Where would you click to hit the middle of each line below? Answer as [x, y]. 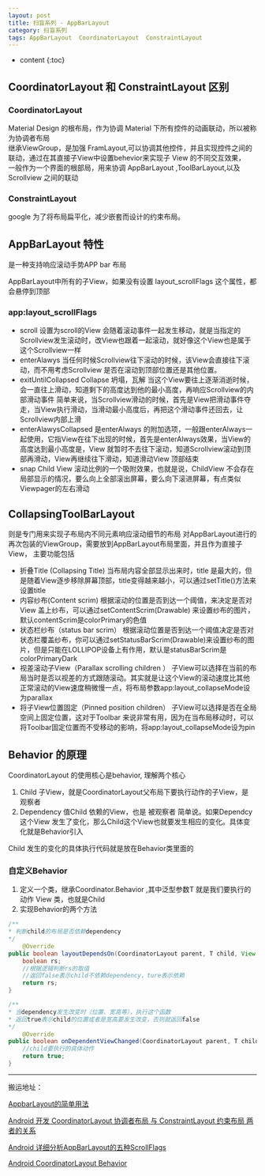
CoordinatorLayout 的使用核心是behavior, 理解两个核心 [97, 775]
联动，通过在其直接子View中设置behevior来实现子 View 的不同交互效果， [127, 157]
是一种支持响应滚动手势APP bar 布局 [67, 265]
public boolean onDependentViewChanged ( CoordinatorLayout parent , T [123, 1042]
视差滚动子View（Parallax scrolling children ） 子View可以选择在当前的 [134, 668]
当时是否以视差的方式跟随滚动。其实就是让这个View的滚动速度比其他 [138, 678]
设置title [32, 591]
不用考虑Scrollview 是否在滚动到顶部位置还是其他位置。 [131, 370]
